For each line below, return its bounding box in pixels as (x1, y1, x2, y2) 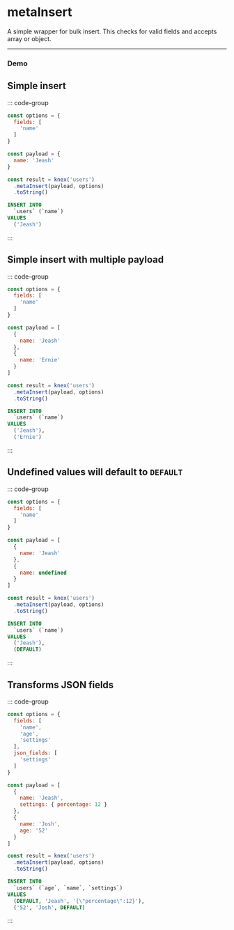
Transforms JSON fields (7, 679, 114, 690)
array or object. (7, 34, 52, 42)
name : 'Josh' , (19, 820, 61, 828)
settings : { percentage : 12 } (19, 801, 108, 808)
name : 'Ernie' (19, 357, 61, 364)
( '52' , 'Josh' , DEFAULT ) (13, 904, 86, 911)
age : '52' (19, 827, 49, 834)
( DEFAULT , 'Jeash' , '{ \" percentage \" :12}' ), (13, 897, 145, 904)
